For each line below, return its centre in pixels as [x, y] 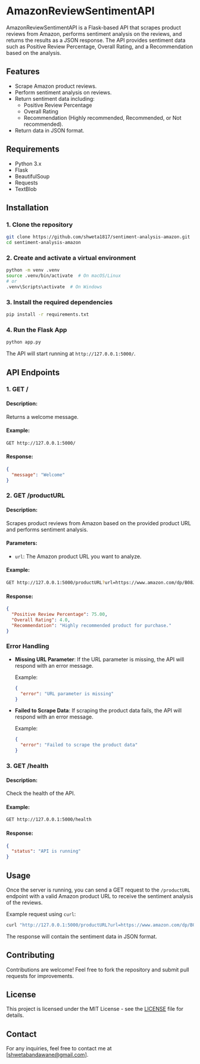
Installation [27, 207]
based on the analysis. [34, 53]
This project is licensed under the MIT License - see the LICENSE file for [95, 1009]
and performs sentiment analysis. [47, 529]
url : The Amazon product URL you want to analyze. [78, 556]
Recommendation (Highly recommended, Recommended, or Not [102, 118]
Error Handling [28, 646]
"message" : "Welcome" [38, 475]
